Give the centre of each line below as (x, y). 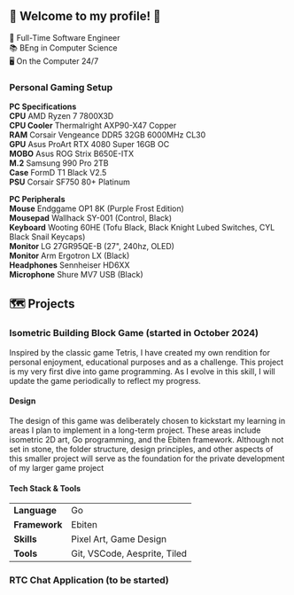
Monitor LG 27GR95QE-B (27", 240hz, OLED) (92, 247)
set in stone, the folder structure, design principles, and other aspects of (141, 449)
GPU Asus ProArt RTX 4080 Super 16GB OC (89, 145)
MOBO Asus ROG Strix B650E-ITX (72, 154)
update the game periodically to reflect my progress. (105, 380)
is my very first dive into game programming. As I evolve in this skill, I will (143, 371)
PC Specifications (43, 106)
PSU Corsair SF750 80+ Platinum (70, 182)
